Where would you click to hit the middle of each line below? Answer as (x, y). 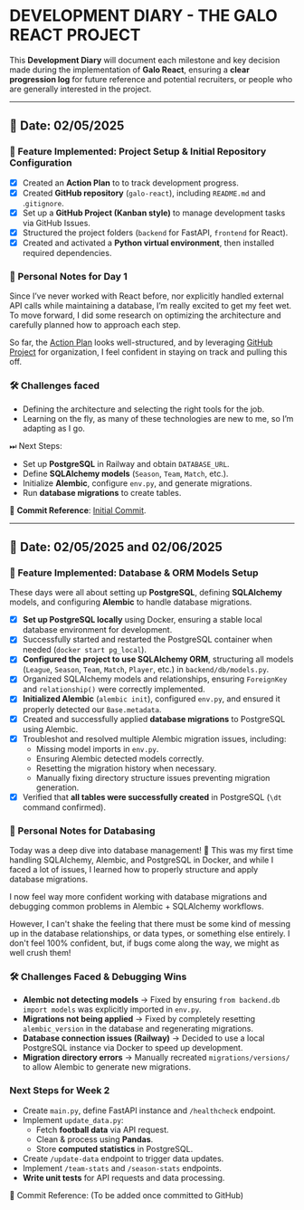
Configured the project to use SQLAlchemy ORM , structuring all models (158, 659)
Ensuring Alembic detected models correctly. (120, 758)
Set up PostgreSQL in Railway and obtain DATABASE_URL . (126, 463)
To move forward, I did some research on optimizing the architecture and (146, 315)
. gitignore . (43, 203)
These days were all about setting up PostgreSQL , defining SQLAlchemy (146, 593)
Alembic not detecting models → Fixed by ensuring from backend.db (151, 1000)
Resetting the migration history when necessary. (126, 768)
